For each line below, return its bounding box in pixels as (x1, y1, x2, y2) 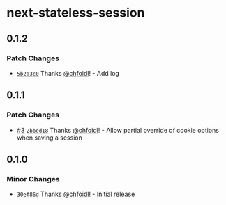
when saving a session (16, 133, 83, 142)
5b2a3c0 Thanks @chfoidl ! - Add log (16, 69, 120, 77)
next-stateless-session (6, 5, 145, 21)
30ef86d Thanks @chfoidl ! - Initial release (16, 190, 135, 199)
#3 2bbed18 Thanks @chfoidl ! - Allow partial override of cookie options (16, 126, 219, 134)
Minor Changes (6, 174, 60, 183)
